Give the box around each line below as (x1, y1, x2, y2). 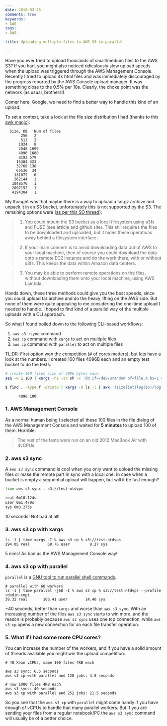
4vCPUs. (17, 442, 36, 448)
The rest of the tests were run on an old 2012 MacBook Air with (17, 437, 147, 443)
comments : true (5, 12, 37, 17)
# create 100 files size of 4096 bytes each (5, 371, 99, 376)
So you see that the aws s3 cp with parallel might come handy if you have (5, 700, 158, 706)
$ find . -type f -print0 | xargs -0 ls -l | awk (5, 385, 110, 390)
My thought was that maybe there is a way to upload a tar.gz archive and (5, 198, 155, 204)
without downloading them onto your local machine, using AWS (24, 275, 155, 281)
